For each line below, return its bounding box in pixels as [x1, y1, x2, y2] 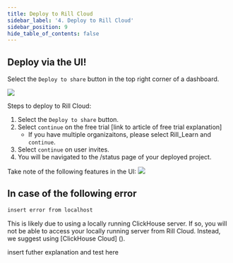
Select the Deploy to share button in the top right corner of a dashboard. [7, 75, 220, 83]
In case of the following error [7, 188, 137, 200]
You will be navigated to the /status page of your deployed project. [17, 153, 212, 161]
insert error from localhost [7, 206, 93, 214]
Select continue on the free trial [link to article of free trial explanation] [17, 123, 222, 131]
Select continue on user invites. [17, 145, 109, 154]
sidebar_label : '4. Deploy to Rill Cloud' [7, 17, 134, 24]
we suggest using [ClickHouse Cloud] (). [7, 234, 126, 243]
